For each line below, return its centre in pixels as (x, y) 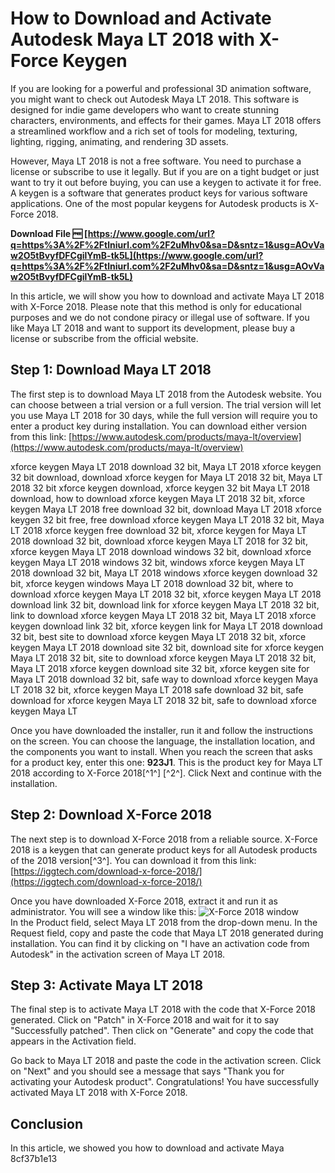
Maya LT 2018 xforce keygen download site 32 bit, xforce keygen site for (160, 668)
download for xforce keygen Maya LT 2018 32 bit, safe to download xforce (163, 700)
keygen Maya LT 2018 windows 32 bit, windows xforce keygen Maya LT (158, 562)
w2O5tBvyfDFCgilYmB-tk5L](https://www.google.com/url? (137, 255)
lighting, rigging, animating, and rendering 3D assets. (119, 141)
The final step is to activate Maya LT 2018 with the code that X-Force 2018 (163, 1009)
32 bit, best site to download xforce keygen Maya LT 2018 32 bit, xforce (158, 636)
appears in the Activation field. (73, 1041)
